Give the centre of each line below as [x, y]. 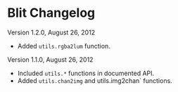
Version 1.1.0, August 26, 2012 [50, 59]
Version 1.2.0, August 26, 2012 [51, 32]
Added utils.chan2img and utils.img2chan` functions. [95, 80]
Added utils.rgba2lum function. [64, 46]
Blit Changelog [51, 13]
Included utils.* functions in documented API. [86, 73]
